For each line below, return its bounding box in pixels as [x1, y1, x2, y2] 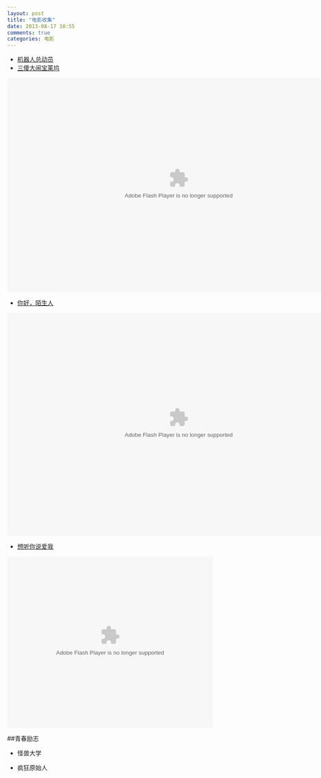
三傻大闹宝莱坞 [16, 64, 60, 72]
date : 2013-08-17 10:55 [7, 23, 75, 30]
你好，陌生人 [16, 299, 53, 307]
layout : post [7, 10, 45, 17]
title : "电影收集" [7, 16, 56, 23]
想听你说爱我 [16, 543, 53, 551]
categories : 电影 [7, 36, 55, 43]
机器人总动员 [16, 56, 53, 64]
